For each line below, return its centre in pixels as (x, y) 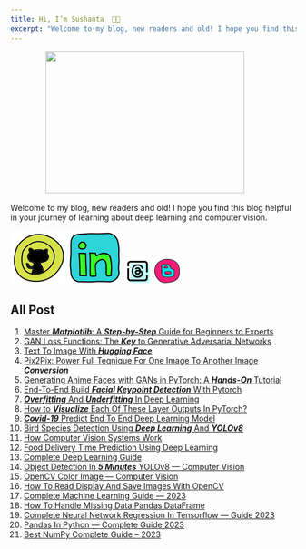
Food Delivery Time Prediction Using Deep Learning (121, 448)
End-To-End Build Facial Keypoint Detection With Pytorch (133, 390)
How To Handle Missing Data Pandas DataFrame (114, 505)
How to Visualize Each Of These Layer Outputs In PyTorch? (135, 409)
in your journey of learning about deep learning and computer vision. (139, 217)
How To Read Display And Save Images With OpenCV (124, 486)
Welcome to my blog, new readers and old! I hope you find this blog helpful (151, 207)
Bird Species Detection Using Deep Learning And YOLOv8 (133, 428)
